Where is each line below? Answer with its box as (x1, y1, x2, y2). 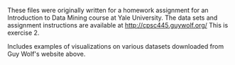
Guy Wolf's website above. (7, 49, 86, 58)
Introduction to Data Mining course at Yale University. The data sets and (7, 13, 218, 22)
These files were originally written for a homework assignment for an (7, 6, 209, 14)
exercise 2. (7, 28, 40, 37)
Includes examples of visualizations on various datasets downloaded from (7, 42, 224, 50)
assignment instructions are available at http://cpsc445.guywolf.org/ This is (7, 21, 229, 29)
